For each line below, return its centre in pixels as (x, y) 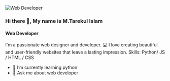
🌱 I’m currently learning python (45, 67)
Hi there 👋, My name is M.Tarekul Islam (54, 21)
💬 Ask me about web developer (45, 73)
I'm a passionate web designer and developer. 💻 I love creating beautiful (82, 45)
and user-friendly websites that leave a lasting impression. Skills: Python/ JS (85, 52)
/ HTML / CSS (20, 58)
